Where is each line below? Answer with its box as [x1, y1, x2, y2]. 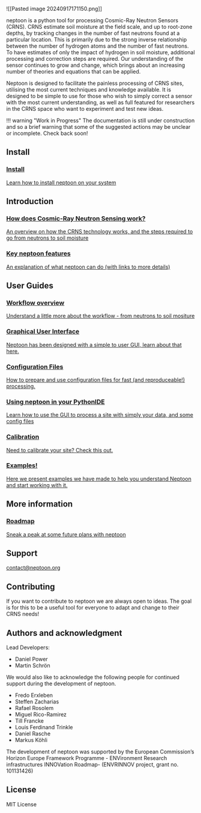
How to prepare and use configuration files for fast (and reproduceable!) [6, 376, 185, 383]
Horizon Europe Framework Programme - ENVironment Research [6, 754, 167, 761]
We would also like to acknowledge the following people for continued [6, 673, 180, 681]
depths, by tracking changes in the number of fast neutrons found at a [6, 30, 180, 37]
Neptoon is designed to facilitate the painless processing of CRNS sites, [6, 79, 184, 87]
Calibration [6, 433, 40, 441]
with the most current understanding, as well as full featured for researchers [6, 99, 195, 106]
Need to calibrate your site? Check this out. [6, 446, 113, 453]
